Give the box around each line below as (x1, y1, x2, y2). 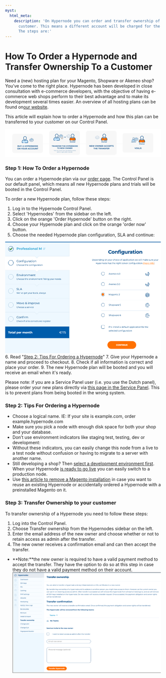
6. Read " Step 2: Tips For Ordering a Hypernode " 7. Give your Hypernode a (5, 354, 158, 360)
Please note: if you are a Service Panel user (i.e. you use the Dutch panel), (5, 379, 157, 385)
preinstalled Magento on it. (12, 487, 67, 493)
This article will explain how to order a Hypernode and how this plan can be (5, 114, 159, 120)
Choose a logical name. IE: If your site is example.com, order (12, 414, 136, 419)
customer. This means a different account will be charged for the (18, 24, 161, 29)
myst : (5, 8, 16, 13)
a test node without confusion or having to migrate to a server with (12, 450, 148, 456)
